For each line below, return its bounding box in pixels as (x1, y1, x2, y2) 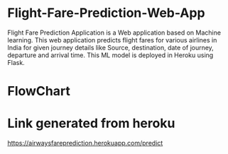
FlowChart (7, 83, 71, 100)
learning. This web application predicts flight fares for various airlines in (7, 35, 217, 44)
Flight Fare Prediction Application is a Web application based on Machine (7, 28, 222, 37)
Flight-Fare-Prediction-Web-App (7, 5, 205, 21)
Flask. (7, 58, 25, 66)
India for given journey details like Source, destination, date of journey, (7, 43, 215, 52)
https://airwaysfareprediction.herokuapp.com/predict (7, 139, 163, 148)
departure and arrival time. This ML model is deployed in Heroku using (7, 51, 214, 59)
